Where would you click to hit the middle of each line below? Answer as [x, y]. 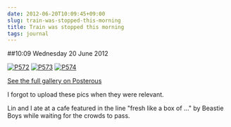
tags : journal [28, 34]
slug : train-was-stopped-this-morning [64, 20]
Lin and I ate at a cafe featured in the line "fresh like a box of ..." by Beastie [115, 108]
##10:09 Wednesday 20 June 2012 [58, 54]
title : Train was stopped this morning [66, 27]
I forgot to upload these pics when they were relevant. [86, 95]
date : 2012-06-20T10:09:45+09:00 [56, 14]
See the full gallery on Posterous [55, 81]
